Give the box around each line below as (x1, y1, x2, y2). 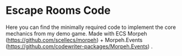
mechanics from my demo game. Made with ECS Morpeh (5, 30, 148, 37)
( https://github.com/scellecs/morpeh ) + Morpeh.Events (5, 36, 143, 43)
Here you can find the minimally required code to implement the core (5, 23, 177, 31)
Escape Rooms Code (5, 4, 111, 17)
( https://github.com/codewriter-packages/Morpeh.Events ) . (5, 43, 153, 50)
